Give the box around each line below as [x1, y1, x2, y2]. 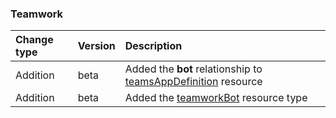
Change [15, 33, 54, 47]
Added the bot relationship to [124, 62, 263, 76]
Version [77, 39, 116, 53]
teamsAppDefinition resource [124, 75, 263, 89]
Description [124, 39, 183, 53]
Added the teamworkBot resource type [124, 91, 308, 105]
